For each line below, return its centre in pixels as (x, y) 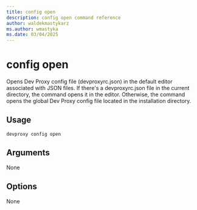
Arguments (28, 153)
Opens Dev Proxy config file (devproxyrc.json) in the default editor (89, 82)
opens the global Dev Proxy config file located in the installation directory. (99, 101)
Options (22, 187)
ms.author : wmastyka (33, 29)
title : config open (31, 12)
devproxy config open (34, 134)
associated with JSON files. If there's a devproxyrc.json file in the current (98, 88)
